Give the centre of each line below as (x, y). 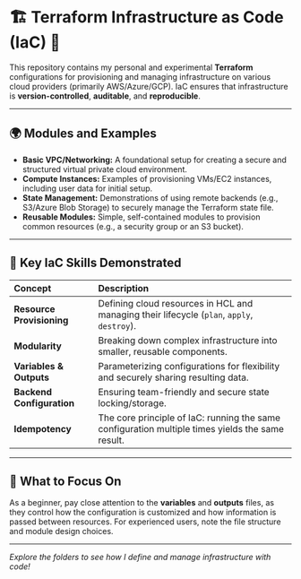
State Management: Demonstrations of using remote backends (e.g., (150, 197)
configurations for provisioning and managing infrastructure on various (140, 76)
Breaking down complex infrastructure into (188, 340)
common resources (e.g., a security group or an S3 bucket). (133, 226)
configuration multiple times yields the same (191, 428)
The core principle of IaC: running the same (189, 418)
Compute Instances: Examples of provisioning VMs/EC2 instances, (147, 178)
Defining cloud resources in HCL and (176, 303)
